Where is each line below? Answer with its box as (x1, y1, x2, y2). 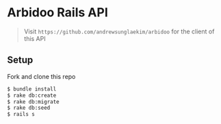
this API (23, 34, 46, 42)
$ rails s (7, 111, 36, 118)
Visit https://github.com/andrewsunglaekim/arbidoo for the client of (23, 27, 215, 35)
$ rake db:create (7, 92, 57, 99)
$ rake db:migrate (7, 98, 60, 105)
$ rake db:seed (7, 104, 51, 112)
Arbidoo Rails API (7, 5, 108, 20)
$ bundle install (7, 85, 57, 93)
